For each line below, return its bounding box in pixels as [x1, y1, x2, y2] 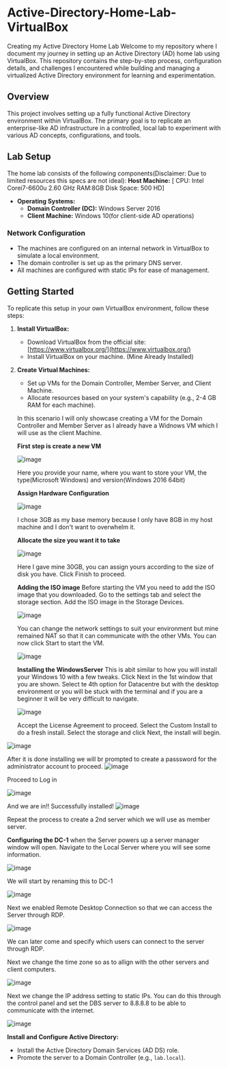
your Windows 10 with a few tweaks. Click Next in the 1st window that [16, 673, 213, 681]
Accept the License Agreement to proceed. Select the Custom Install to [16, 721, 217, 729]
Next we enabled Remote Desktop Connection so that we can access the [7, 903, 213, 912]
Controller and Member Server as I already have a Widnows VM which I [16, 421, 218, 430]
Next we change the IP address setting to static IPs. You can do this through [7, 991, 221, 999]
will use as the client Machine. [16, 428, 102, 436]
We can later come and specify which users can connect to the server [7, 937, 205, 945]
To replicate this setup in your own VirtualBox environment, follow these [7, 303, 210, 312]
